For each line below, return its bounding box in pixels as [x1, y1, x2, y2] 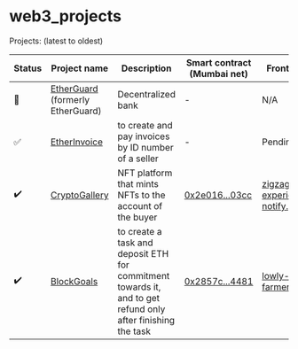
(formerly [50, 93, 90, 105]
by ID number [117, 141, 175, 153]
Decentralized [117, 88, 176, 100]
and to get [117, 291, 161, 304]
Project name [51, 62, 109, 74]
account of [117, 199, 162, 212]
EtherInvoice [50, 136, 104, 148]
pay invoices [117, 130, 170, 143]
